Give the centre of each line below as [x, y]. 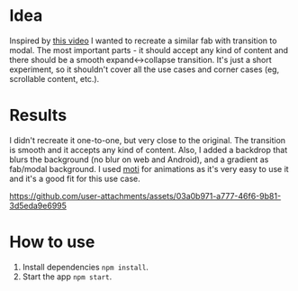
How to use [52, 242]
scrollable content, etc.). [54, 78]
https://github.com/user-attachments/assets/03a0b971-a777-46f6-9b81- [145, 196]
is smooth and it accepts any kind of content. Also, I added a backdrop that [149, 150]
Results [38, 116]
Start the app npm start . [67, 277]
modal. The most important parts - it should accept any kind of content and [149, 50]
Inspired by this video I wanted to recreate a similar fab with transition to [143, 41]
